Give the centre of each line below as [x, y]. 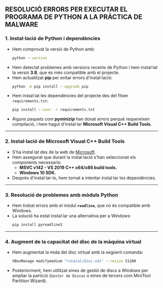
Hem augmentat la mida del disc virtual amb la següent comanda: [77, 252]
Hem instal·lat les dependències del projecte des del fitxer [70, 96]
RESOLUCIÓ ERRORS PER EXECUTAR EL [66, 9]
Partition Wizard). [30, 281]
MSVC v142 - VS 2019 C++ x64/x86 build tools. [68, 167]
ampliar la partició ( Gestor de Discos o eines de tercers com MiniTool [81, 275]
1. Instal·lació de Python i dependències [53, 38]
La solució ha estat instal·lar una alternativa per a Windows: [72, 216]
